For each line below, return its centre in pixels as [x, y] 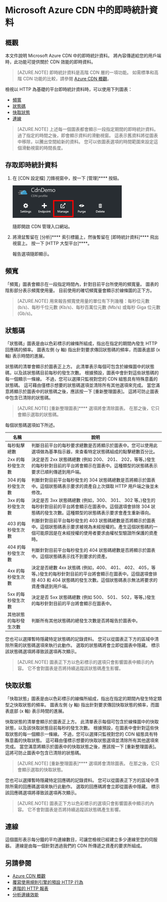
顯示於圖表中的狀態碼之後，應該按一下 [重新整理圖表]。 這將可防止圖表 [86, 392]
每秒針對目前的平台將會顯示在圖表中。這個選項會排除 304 [91, 506]
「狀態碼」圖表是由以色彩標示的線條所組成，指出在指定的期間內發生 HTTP [81, 343]
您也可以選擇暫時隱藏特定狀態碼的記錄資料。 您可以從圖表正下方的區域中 [80, 639]
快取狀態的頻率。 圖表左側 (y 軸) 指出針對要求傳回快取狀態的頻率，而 [84, 704]
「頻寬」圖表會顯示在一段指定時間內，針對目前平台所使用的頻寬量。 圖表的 [82, 284]
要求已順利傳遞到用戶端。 [58, 472]
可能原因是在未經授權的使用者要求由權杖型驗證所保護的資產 [97, 533]
